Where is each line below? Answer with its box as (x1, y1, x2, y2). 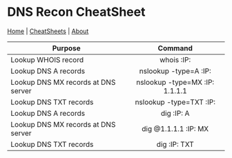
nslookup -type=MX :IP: (135, 77, 215, 87)
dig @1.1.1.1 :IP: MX (141, 124, 209, 133)
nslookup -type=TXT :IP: (135, 97, 216, 107)
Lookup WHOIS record (10, 55, 84, 64)
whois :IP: (159, 55, 191, 64)
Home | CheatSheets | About (7, 27, 89, 35)
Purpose (52, 43, 81, 52)
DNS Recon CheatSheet (7, 4, 146, 20)
